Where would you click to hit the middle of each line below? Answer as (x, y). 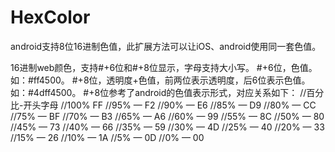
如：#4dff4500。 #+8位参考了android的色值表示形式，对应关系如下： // (158, 92)
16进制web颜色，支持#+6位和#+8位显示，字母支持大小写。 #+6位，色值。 (164, 67)
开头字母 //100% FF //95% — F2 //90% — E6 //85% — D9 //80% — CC (170, 105)
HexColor (50, 17)
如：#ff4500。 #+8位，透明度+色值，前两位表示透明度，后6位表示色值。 (160, 80)
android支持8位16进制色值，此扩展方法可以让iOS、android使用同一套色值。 (166, 46)
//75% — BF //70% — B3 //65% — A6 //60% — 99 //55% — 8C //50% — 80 (167, 116)
